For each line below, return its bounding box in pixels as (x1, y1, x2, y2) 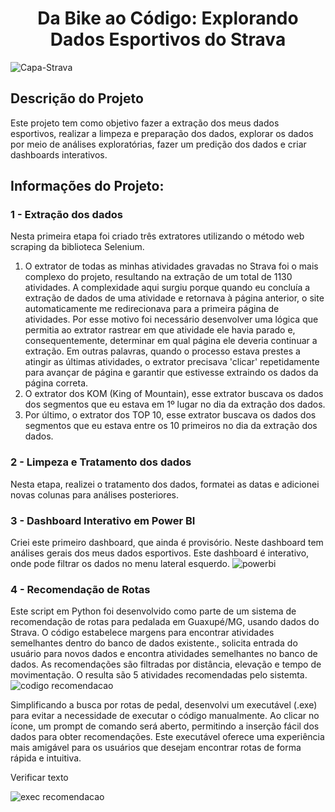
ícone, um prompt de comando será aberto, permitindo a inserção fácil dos (10, 720, 320, 732)
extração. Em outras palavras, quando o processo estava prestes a (24, 345, 301, 357)
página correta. (24, 377, 89, 389)
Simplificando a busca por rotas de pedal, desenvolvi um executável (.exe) (10, 699, 318, 711)
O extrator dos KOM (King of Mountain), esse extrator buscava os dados (24, 388, 324, 400)
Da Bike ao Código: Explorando (37, 7, 299, 30)
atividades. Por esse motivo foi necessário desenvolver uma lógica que (24, 313, 319, 326)
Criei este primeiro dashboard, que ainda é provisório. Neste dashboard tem (10, 537, 324, 549)
